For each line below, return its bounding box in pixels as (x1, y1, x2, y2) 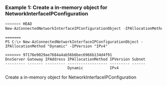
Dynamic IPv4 (67, 66, 119, 71)
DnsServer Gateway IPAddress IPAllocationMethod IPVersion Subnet (5, 57, 146, 62)
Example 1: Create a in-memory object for (5, 4, 108, 11)
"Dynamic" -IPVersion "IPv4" (47, 44, 108, 49)
